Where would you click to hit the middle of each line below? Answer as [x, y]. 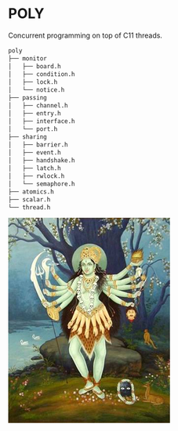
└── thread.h [29, 207]
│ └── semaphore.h [42, 184]
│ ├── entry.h [35, 113]
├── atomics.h [31, 192]
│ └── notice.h [36, 90]
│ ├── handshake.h [42, 160]
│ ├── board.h [35, 66]
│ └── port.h [33, 129]
